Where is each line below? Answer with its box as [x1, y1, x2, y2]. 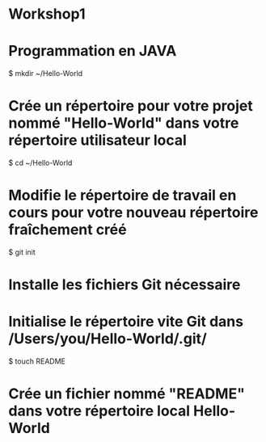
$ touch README [8, 356, 66, 366]
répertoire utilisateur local [8, 131, 188, 149]
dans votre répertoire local [8, 402, 191, 420]
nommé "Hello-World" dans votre [8, 114, 239, 133]
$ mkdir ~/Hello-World [8, 69, 83, 78]
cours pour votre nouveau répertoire [8, 204, 259, 222]
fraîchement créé [8, 221, 127, 239]
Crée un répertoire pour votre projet [8, 97, 253, 116]
